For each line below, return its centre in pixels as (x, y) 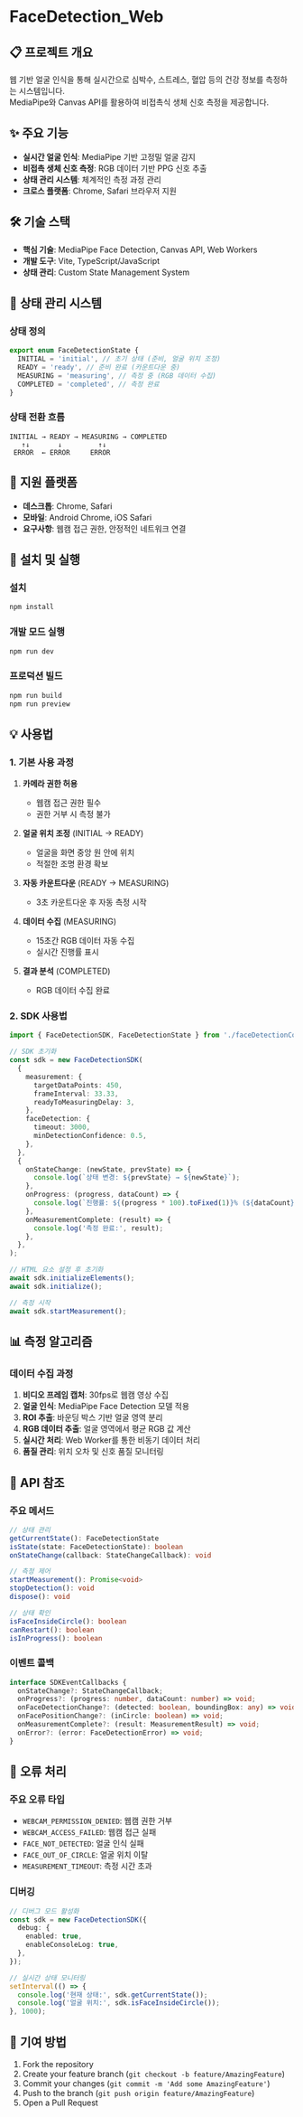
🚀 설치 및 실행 (45, 560)
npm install (32, 607)
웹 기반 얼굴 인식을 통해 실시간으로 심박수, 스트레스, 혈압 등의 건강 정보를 (137, 80)
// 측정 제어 (30, 1571)
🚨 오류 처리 (38, 1772)
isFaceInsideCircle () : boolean (68, 1621)
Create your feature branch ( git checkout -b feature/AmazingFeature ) (154, 2074)
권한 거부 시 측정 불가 (73, 814)
